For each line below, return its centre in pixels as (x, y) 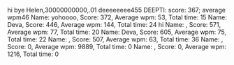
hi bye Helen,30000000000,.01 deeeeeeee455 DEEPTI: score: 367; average (116, 10)
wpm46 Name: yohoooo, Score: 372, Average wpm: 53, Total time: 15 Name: (117, 17)
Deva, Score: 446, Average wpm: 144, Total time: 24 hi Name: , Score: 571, (114, 25)
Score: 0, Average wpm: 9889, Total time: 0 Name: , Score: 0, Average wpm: (117, 47)
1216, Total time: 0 (33, 54)
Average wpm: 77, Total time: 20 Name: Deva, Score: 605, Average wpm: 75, (117, 32)
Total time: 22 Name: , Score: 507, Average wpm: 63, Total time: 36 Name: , (115, 39)
